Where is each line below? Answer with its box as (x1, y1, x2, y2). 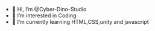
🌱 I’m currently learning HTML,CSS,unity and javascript (11, 18, 149, 25)
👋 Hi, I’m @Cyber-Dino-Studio (11, 6, 87, 13)
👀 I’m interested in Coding (11, 12, 77, 19)
